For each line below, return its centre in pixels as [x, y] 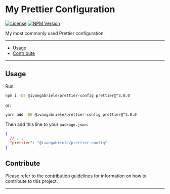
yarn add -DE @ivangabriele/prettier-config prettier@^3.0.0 [71, 115]
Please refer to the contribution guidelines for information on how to [76, 176]
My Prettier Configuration [60, 9]
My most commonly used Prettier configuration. [55, 33]
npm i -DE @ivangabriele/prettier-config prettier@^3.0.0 [68, 95]
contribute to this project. [32, 181]
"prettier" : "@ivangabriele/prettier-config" [59, 143]
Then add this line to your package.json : [47, 124]
